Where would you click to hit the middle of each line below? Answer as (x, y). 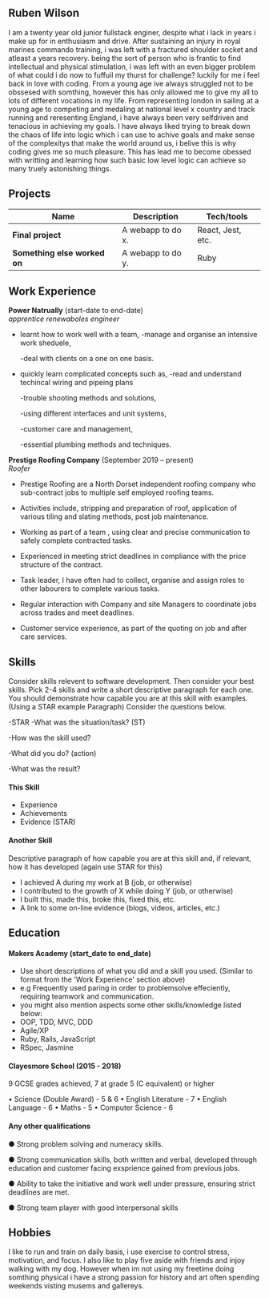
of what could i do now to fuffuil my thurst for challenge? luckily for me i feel (134, 74)
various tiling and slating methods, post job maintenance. (114, 516)
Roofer (19, 468)
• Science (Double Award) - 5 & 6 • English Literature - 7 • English (117, 1099)
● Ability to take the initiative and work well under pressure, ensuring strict (132, 1183)
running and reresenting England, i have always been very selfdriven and (128, 117)
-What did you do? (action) (52, 753)
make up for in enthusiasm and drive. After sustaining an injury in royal (124, 41)
